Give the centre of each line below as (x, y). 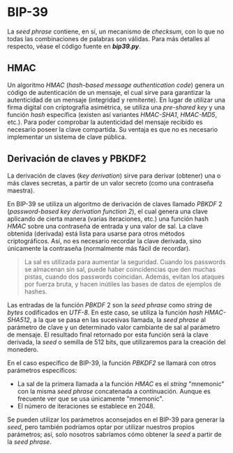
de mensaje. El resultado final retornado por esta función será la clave (108, 335)
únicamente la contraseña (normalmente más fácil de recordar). (99, 248)
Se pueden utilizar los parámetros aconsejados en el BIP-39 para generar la (116, 420)
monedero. (23, 349)
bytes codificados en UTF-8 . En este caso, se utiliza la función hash (105, 312)
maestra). (21, 190)
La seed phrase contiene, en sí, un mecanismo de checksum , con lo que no (116, 31)
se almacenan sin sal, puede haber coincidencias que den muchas (120, 269)
